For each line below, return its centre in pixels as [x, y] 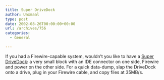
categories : [18, 33]
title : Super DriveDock [30, 10]
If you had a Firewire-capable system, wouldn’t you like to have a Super [79, 56]
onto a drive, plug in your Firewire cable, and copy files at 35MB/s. [74, 72]
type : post [17, 19]
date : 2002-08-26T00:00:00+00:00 [40, 24]
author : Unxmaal [22, 14]
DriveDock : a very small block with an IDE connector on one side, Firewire [82, 61]
